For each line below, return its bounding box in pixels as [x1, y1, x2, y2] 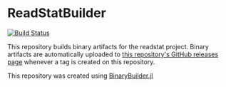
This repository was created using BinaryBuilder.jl [7, 71, 153, 80]
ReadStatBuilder [7, 5, 107, 21]
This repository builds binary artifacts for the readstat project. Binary [7, 42, 209, 51]
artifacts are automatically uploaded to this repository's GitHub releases [7, 50, 219, 58]
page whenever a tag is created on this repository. [7, 57, 155, 66]
